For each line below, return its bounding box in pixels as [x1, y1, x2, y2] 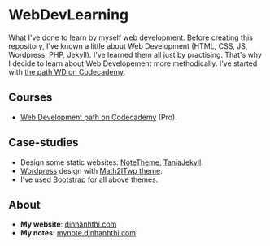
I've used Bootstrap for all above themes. [20, 175, 159, 184]
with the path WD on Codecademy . [8, 67, 126, 76]
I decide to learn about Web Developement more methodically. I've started [8, 58, 258, 68]
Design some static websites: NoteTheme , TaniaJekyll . [20, 157, 203, 167]
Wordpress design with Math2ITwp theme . [20, 166, 163, 175]
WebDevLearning [8, 6, 129, 24]
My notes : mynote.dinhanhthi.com [20, 228, 137, 238]
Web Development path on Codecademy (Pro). [20, 112, 177, 122]
